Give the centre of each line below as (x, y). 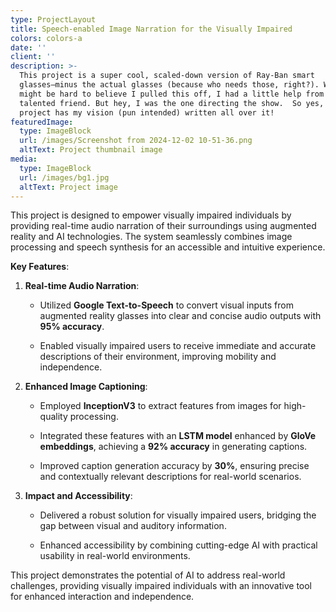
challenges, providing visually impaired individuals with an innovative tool (161, 586)
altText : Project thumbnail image (91, 150)
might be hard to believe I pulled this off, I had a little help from (172, 94)
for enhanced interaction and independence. (102, 597)
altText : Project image (68, 187)
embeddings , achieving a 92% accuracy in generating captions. (173, 447)
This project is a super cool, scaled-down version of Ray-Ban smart (167, 76)
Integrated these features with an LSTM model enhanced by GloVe (178, 436)
